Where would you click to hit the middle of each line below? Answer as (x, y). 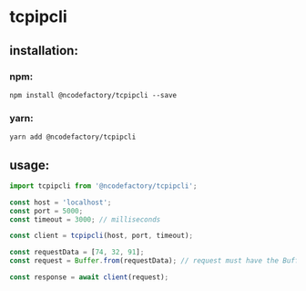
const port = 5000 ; (46, 211)
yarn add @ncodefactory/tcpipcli (73, 137)
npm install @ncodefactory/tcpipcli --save (93, 95)
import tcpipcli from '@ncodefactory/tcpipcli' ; (103, 186)
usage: (30, 165)
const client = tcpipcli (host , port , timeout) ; (102, 236)
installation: (44, 51)
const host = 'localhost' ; (61, 203)
